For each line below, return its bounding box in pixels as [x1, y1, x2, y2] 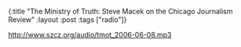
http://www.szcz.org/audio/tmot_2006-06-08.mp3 [8, 31, 172, 39]
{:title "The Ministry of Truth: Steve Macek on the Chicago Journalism [8, 7, 233, 16]
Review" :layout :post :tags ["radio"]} [8, 15, 127, 24]
